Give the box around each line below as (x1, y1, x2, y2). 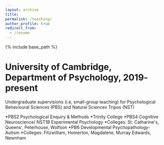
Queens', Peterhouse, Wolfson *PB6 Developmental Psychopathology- (5, 124, 151, 130)
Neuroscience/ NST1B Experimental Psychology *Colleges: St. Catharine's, (5, 119, 159, 125)
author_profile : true (5, 21, 50, 26)
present (5, 82, 38, 94)
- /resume (9, 30, 30, 35)
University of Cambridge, (5, 62, 112, 72)
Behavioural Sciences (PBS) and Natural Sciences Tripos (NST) (5, 104, 135, 110)
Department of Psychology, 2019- (5, 72, 148, 83)
